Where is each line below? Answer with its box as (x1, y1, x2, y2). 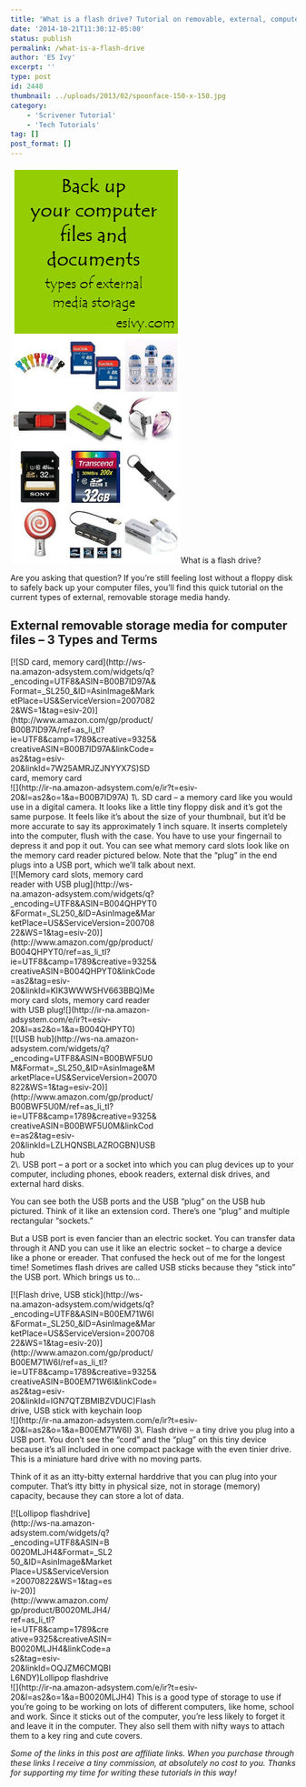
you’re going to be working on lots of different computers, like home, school (10, 1701, 294, 1712)
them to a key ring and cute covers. (10, 1730, 143, 1741)
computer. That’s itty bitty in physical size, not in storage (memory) (10, 1481, 262, 1491)
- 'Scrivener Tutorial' (26, 110, 117, 120)
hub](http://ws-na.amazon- (36, 1033, 140, 1044)
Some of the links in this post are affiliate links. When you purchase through (10, 1747, 294, 1759)
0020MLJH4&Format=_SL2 (10, 1546, 113, 1557)
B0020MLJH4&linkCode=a (10, 1642, 112, 1654)
